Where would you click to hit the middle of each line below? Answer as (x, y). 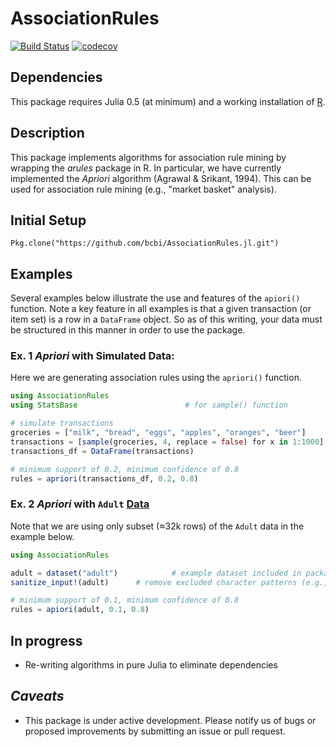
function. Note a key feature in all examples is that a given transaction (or (161, 309)
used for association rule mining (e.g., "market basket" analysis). (143, 189)
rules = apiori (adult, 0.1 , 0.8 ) (80, 610)
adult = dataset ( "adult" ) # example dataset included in (156, 573)
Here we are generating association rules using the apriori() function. (156, 378)
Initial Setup (48, 220)
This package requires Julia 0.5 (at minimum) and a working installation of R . (168, 101)
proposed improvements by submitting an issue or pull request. (155, 731)
